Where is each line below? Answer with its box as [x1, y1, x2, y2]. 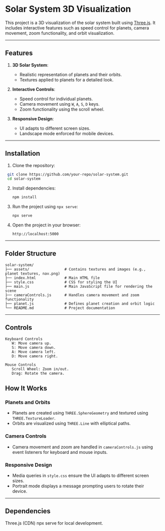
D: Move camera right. [11, 354, 58, 359]
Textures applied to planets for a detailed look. [19, 77, 114, 83]
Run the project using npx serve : [12, 204, 78, 210]
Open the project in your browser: [12, 222, 81, 228]
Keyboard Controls [5, 336, 43, 341]
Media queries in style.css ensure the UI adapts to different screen [12, 473, 149, 478]
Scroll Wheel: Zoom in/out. [11, 366, 69, 371]
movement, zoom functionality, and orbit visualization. [5, 30, 114, 36]
